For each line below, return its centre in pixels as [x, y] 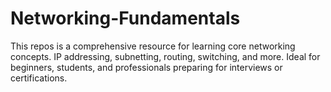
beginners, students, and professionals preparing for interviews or [146, 67]
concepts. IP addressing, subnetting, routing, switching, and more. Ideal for [165, 56]
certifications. [39, 78]
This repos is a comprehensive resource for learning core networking [153, 46]
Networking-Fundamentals [125, 18]
